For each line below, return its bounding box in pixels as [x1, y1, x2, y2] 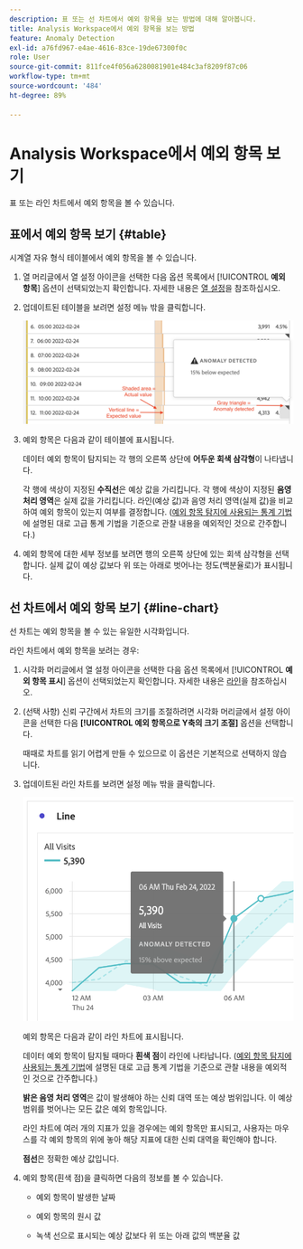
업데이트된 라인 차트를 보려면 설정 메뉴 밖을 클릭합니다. [22, 778, 216, 789]
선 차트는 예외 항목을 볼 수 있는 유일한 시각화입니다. [9, 625, 189, 637]
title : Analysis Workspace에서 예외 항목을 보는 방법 [9, 24, 195, 33]
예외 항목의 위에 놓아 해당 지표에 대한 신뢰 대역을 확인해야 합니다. [49, 1133, 278, 1144]
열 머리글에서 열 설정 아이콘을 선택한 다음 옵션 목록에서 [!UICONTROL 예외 [22, 271, 286, 282]
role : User [9, 52, 50, 62]
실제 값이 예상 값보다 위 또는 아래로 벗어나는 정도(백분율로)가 [49, 560, 262, 571]
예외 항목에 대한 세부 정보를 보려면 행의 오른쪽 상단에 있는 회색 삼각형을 [22, 548, 273, 560]
